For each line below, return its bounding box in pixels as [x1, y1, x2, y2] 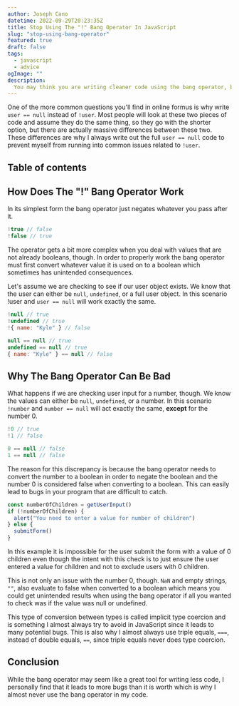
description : [7, 76, 46, 84]
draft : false [7, 44, 46, 51]
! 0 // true [7, 426, 40, 433]
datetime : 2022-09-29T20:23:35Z [7, 17, 103, 24]
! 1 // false [7, 432, 43, 439]
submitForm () [14, 528, 53, 535]
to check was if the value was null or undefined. [7, 599, 148, 608]
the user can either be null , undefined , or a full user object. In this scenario [7, 290, 228, 298]
